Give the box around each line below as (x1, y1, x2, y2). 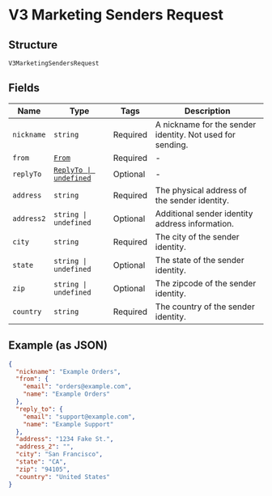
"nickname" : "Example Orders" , (15, 367, 121, 375)
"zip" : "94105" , (15, 465, 70, 473)
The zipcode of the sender (155, 278, 257, 289)
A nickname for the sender (155, 119, 257, 130)
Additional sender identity (155, 208, 253, 219)
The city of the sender (155, 231, 240, 242)
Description (184, 105, 231, 117)
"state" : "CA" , (15, 458, 67, 466)
